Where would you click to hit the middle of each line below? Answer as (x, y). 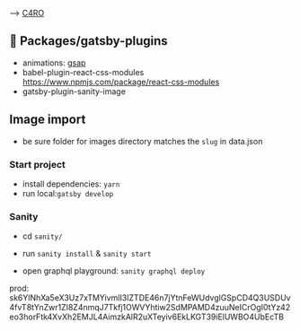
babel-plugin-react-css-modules (83, 72)
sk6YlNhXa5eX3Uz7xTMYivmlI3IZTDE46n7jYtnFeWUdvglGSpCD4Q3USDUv (150, 298)
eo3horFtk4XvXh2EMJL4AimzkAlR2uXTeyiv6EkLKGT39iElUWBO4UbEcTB (147, 317)
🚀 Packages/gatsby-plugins (88, 41)
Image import (48, 120)
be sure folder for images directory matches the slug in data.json (142, 141)
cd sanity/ (42, 236)
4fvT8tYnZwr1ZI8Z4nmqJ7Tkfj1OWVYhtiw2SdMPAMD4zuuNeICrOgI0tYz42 (150, 308)
